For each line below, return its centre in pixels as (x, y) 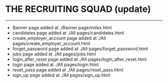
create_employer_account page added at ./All (59, 38)
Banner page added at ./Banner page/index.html (62, 27)
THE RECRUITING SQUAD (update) (78, 9)
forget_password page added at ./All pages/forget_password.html (80, 49)
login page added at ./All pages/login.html (55, 64)
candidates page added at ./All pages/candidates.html (68, 33)
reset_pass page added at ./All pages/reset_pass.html (68, 70)
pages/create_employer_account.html (51, 43)
